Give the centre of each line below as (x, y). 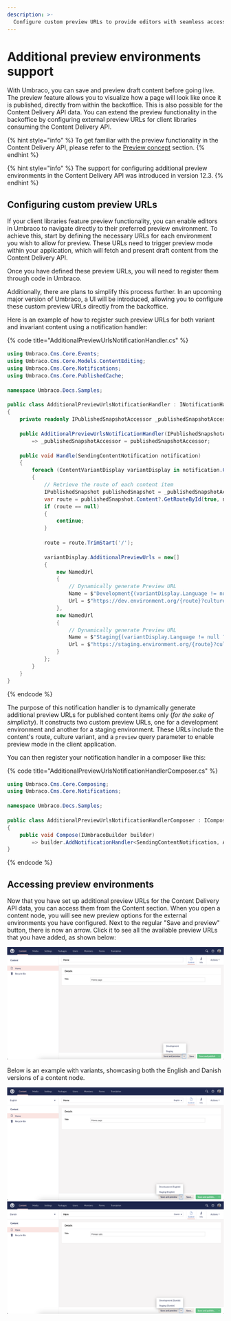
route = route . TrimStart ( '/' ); (89, 543)
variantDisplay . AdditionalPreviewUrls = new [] (112, 557)
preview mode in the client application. (62, 744)
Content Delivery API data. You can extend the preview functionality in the (112, 112)
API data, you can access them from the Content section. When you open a (114, 908)
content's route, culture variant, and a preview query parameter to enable (111, 736)
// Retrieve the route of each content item (109, 485)
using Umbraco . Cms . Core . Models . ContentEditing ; (77, 362)
